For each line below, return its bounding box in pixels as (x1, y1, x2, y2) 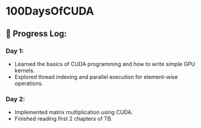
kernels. (14, 67, 35, 74)
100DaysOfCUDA (5, 4, 95, 18)
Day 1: (5, 47, 24, 55)
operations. (14, 79, 44, 87)
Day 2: (5, 95, 26, 103)
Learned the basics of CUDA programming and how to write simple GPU (14, 60, 196, 67)
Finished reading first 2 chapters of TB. (14, 115, 113, 123)
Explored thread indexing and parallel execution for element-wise (14, 73, 179, 80)
